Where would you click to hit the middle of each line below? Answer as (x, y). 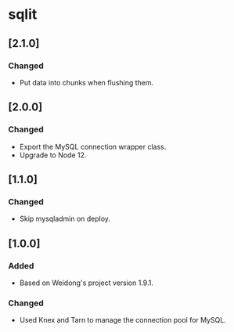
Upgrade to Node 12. (53, 155)
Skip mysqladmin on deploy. (65, 219)
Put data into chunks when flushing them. (86, 82)
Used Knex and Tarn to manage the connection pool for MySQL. (123, 320)
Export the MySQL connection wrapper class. (93, 146)
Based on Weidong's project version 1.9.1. (86, 283)
